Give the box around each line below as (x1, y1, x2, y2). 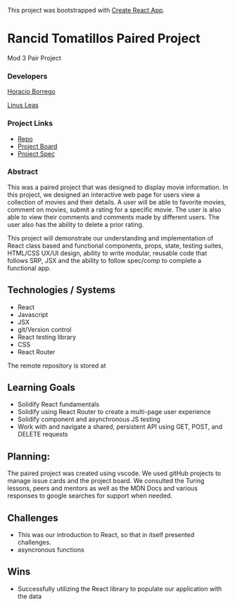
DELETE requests (17, 430, 68, 439)
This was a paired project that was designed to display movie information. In (7, 183, 229, 191)
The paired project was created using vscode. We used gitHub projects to (7, 469, 222, 477)
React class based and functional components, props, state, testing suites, (7, 241, 224, 250)
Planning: (7, 450, 51, 463)
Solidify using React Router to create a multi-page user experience (17, 408, 211, 416)
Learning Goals (7, 382, 76, 394)
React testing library (17, 333, 76, 341)
